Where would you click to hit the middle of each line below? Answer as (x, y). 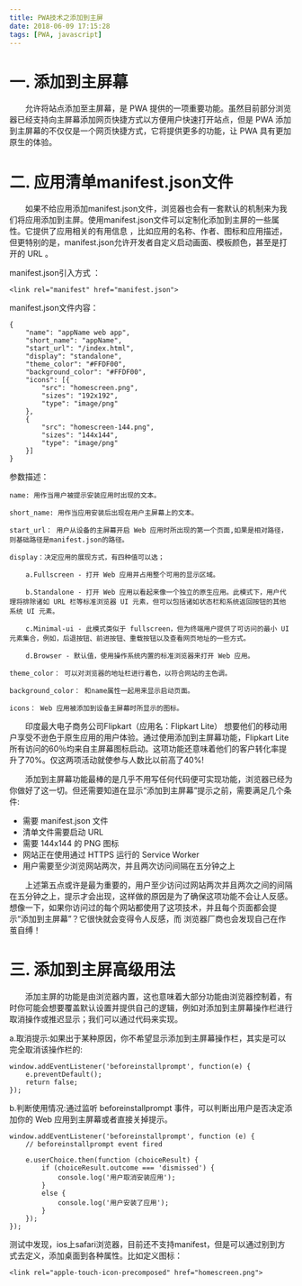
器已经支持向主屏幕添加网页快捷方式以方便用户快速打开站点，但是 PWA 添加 (151, 120)
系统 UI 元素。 (35, 612)
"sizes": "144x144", (80, 435)
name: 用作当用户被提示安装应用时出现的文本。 (85, 496)
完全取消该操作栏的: (46, 1050)
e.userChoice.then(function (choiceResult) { (112, 1160)
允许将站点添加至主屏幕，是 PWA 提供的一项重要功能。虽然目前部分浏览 (159, 108)
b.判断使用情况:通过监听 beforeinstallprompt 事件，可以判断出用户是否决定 (147, 1108)
